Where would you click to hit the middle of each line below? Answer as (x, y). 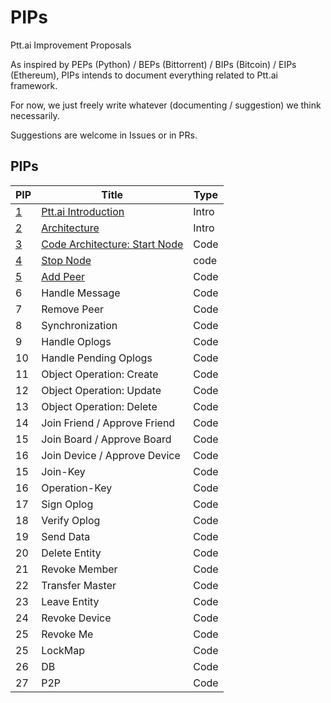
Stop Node (66, 260)
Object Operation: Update (101, 390)
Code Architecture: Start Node (112, 244)
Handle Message (81, 293)
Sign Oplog (67, 504)
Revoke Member (79, 569)
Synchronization (79, 325)
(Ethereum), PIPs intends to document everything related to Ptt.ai (144, 75)
